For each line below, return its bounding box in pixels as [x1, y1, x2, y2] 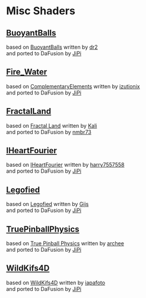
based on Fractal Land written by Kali [6, 122, 97, 129]
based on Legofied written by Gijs [6, 201, 89, 208]
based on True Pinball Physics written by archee [6, 240, 125, 247]
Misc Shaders [6, 4, 75, 18]
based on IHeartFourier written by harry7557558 [6, 161, 125, 169]
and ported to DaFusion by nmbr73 [6, 128, 92, 135]
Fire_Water [6, 67, 47, 77]
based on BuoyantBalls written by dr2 [6, 43, 98, 50]
